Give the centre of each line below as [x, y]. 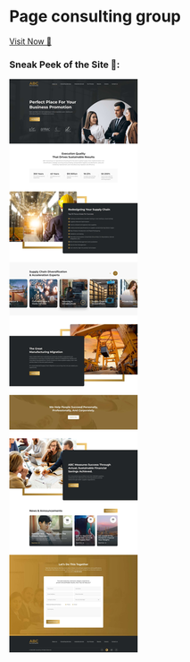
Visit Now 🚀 [30, 41]
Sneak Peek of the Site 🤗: [65, 64]
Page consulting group [95, 17]
